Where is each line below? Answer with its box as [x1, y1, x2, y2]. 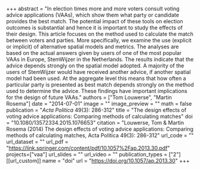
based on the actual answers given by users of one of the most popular [6, 50, 182, 56]
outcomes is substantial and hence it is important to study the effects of [6, 24, 183, 31]
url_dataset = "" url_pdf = [6, 138, 69, 145]
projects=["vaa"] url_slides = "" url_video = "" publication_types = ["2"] [6, 151, 181, 157]
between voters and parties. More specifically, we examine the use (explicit [6, 37, 192, 44]
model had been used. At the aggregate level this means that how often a [6, 75, 186, 82]
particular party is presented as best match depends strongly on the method [6, 81, 194, 88]
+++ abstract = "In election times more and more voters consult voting [6, 5, 180, 12]
